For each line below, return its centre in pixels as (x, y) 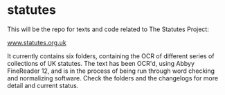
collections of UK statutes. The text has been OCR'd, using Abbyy (101, 63)
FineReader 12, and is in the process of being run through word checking (111, 71)
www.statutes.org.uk (37, 42)
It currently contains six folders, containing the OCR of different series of (111, 56)
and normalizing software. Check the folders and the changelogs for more (113, 78)
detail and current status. (43, 85)
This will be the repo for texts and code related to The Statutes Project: (108, 29)
